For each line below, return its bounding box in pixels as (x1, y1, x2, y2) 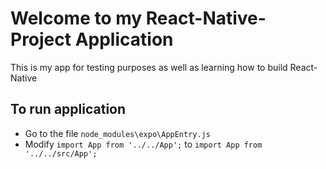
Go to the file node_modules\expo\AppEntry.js (24, 127, 211, 139)
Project (10, 28, 72, 51)
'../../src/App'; (24, 148, 98, 159)
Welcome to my (10, 7, 143, 30)
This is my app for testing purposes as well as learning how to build (10, 61, 288, 73)
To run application (10, 101, 127, 118)
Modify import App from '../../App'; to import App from (24, 138, 263, 150)
